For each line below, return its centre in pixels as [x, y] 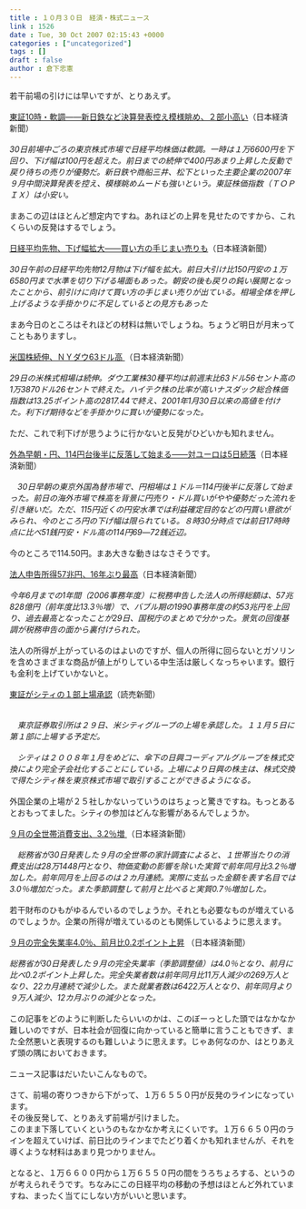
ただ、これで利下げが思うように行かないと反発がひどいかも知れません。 [144, 432]
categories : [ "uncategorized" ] [70, 43]
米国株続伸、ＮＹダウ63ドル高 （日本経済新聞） [99, 357]
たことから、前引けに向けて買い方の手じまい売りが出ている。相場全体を [144, 291]
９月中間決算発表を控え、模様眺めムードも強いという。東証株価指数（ [141, 183]
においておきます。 [76, 1052]
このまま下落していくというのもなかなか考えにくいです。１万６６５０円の [148, 1129]
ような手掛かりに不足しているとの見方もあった [121, 303]
